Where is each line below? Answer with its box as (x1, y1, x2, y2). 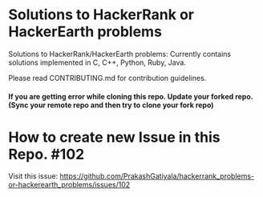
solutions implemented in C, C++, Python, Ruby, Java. (8, 58, 187, 67)
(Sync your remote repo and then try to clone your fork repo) (8, 100, 214, 110)
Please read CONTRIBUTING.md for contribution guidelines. (8, 73, 207, 82)
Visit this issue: (8, 171, 59, 181)
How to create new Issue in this (8, 128, 221, 146)
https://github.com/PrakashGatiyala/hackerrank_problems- (59, 171, 255, 181)
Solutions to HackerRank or (8, 6, 195, 24)
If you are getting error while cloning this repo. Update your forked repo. (8, 91, 253, 101)
